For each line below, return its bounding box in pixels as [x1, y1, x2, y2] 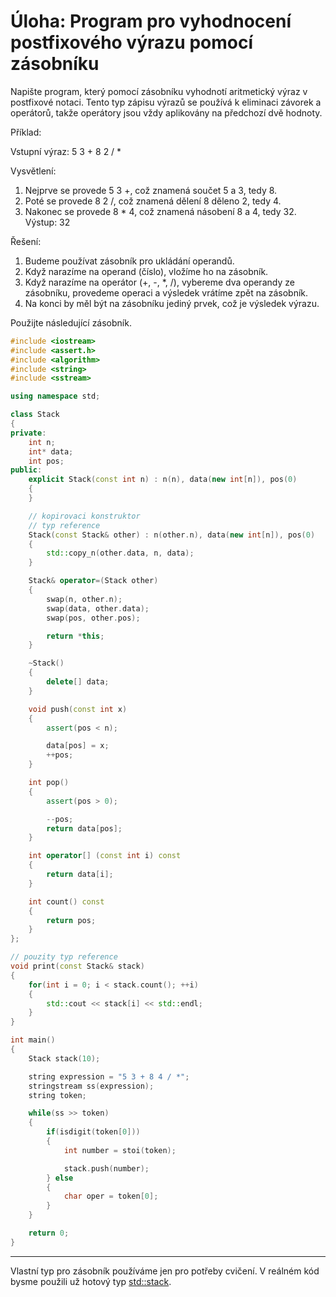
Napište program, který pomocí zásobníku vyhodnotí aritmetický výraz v [10, 85, 308, 97]
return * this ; [46, 631, 105, 641]
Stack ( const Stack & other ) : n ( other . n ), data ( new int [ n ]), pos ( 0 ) [28, 530, 316, 540]
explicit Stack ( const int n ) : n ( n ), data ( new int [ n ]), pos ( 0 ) [28, 475, 298, 485]
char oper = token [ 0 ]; [63, 1191, 159, 1202]
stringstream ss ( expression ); [28, 1081, 155, 1091]
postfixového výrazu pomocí [10, 31, 253, 54]
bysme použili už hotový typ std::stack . [10, 1275, 172, 1287]
